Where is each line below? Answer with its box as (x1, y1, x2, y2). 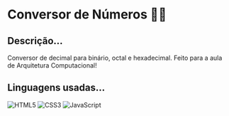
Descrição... (7, 35, 63, 47)
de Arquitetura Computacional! (7, 61, 97, 70)
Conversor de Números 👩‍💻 (7, 6, 167, 23)
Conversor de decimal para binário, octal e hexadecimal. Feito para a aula (7, 53, 223, 62)
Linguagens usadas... (7, 82, 106, 94)
